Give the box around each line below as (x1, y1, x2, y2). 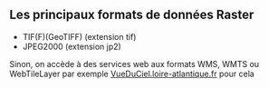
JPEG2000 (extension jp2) (22, 41, 122, 52)
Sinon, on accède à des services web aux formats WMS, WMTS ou (9, 58, 260, 69)
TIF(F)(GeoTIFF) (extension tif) (22, 31, 137, 42)
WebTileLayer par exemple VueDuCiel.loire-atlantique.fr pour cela (9, 68, 255, 79)
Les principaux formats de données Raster (9, 7, 254, 23)
